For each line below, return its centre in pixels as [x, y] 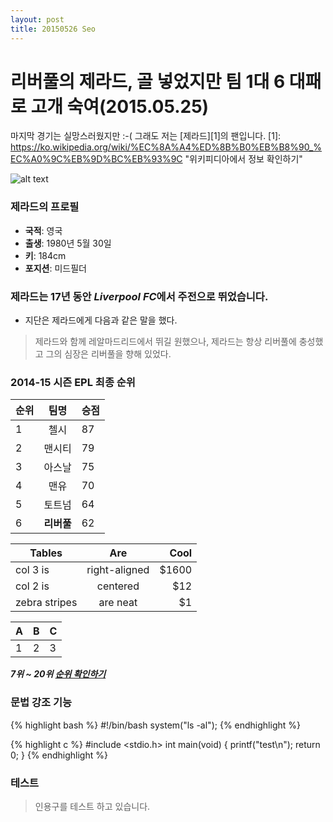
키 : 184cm [45, 255]
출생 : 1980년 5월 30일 [68, 243]
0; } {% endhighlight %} [59, 755]
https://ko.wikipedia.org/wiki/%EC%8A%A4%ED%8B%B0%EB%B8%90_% [166, 147]
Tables [46, 553]
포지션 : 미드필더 [55, 268]
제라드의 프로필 [45, 207]
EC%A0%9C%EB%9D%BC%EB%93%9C [96, 159]
